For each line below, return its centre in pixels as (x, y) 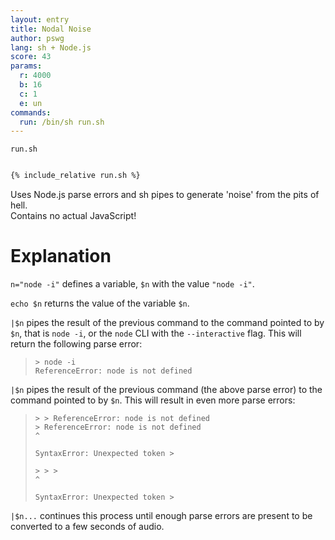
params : (26, 66)
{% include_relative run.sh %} (75, 176)
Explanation (61, 256)
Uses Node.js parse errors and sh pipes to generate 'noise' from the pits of (165, 195)
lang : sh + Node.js (51, 47)
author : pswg (37, 38)
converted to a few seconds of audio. (87, 527)
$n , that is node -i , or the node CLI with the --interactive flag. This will (156, 333)
